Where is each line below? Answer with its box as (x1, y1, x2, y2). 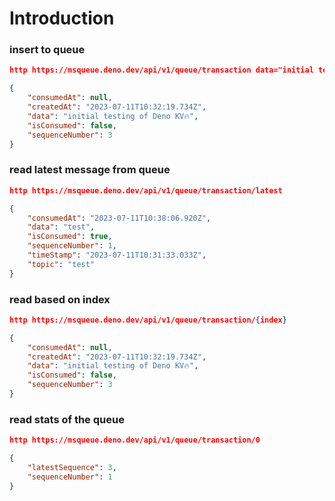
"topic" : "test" (27, 259, 96, 269)
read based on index (9, 292, 111, 306)
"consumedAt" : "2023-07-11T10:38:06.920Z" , (27, 213, 212, 223)
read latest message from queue (9, 163, 171, 177)
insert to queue (9, 43, 86, 57)
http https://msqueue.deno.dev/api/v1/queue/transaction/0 (9, 435, 261, 446)
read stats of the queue (9, 412, 125, 426)
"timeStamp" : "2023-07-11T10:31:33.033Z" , (27, 250, 207, 261)
